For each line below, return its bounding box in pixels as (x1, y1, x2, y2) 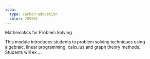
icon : (5, 7, 16, 12)
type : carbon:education (9, 12, 57, 17)
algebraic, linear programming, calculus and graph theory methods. (5, 44, 141, 50)
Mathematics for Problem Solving (5, 30, 72, 36)
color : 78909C (9, 16, 38, 21)
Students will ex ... (5, 49, 42, 55)
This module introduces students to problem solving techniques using (5, 39, 145, 45)
